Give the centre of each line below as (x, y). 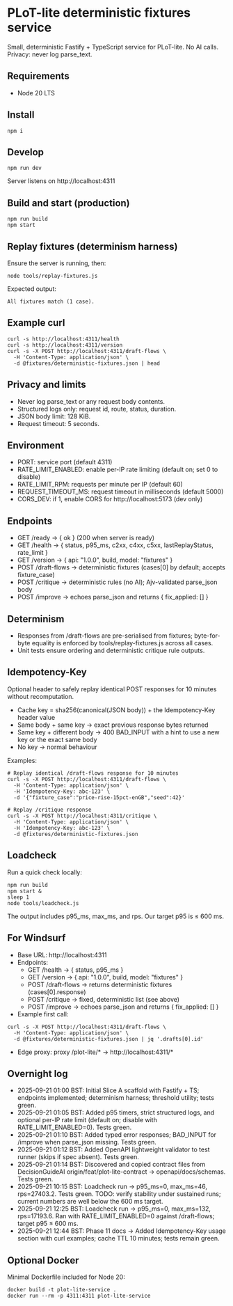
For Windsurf (37, 938)
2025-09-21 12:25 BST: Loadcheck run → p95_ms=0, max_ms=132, (114, 1209)
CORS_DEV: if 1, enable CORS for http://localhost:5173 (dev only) (110, 499)
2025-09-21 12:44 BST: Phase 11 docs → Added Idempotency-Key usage (121, 1231)
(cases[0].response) (57, 992)
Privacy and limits (47, 385)
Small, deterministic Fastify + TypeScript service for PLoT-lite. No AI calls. (113, 47)
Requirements (38, 76)
